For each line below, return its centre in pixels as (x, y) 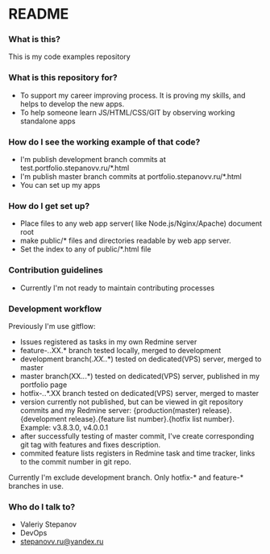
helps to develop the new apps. (72, 104)
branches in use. (36, 485)
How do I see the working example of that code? (104, 142)
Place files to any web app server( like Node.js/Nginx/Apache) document (141, 223)
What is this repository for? (63, 77)
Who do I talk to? (42, 506)
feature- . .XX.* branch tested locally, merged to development (120, 350)
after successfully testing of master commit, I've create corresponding (137, 435)
